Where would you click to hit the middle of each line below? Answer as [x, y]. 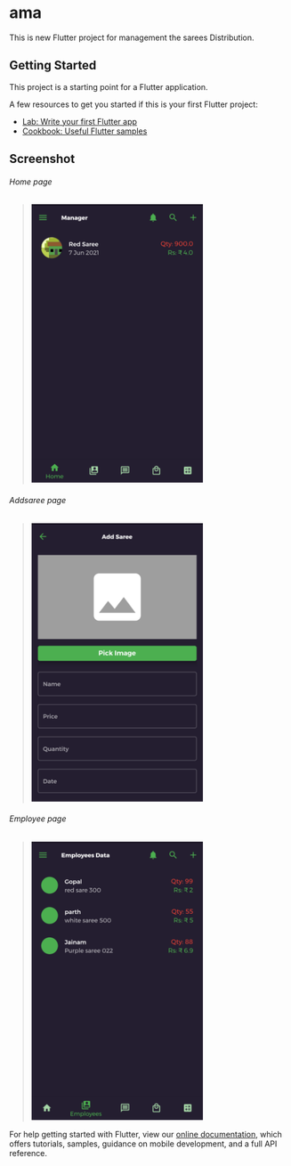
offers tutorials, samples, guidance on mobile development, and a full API [143, 1144]
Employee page [38, 819]
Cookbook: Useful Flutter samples [85, 131]
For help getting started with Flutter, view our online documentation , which [146, 1134]
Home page [31, 182]
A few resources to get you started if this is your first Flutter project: [133, 104]
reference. [28, 1153]
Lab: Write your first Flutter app [80, 121]
